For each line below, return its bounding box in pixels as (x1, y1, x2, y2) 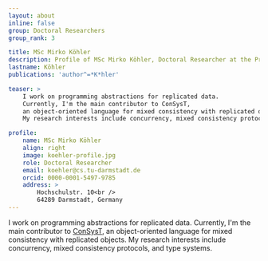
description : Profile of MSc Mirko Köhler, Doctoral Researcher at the (8, 56, 251, 64)
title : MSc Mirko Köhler (8, 49, 91, 57)
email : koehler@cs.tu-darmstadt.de (22, 166, 141, 174)
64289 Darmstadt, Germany (37, 196, 124, 204)
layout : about (8, 11, 56, 20)
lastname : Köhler (8, 63, 66, 72)
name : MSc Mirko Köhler (22, 136, 102, 144)
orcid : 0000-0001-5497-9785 (22, 173, 116, 182)
